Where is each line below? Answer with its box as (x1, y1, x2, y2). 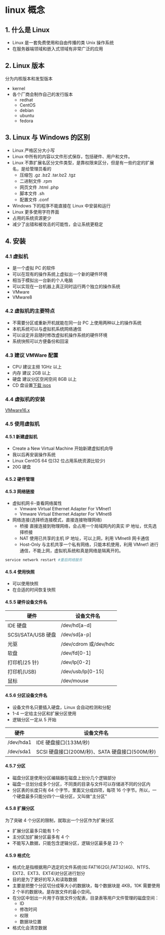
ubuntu (19, 112, 34, 118)
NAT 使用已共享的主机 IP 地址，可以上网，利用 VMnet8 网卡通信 (19, 535, 150, 541)
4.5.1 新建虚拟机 (5, 434, 38, 439)
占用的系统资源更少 (12, 215, 52, 221)
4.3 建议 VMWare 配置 (5, 352, 59, 359)
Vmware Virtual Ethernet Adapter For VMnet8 (19, 511, 112, 517)
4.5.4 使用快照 (5, 568, 35, 574)
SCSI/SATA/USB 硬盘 (7, 632, 57, 638)
